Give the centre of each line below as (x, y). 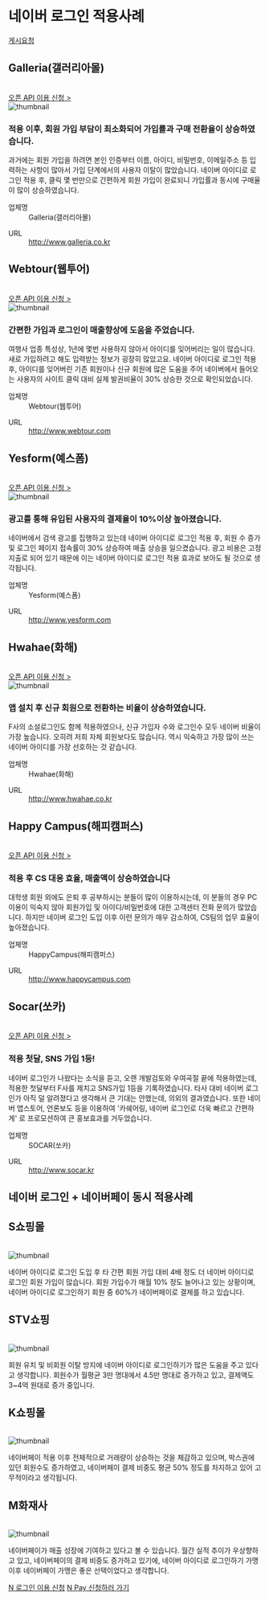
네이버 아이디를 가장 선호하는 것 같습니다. (73, 747)
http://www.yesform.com (70, 620)
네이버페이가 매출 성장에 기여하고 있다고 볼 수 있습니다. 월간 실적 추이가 (120, 1551)
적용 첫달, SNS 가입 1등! (52, 1059)
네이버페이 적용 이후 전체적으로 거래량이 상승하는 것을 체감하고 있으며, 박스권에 (132, 1458)
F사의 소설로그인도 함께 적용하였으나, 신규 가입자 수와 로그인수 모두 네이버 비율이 (134, 727)
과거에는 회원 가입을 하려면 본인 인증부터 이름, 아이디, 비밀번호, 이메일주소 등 (128, 160)
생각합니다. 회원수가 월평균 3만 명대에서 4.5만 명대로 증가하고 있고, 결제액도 (135, 1375)
